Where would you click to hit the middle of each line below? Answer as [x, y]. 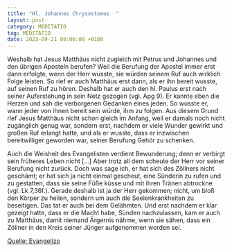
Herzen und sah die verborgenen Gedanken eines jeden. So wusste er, [108, 103]
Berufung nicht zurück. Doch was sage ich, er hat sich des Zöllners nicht [111, 169]
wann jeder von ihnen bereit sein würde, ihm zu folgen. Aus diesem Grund [113, 111]
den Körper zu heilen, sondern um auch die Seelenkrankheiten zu [101, 198]
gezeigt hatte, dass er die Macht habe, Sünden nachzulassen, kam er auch [114, 213]
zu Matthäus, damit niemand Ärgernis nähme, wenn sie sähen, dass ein [109, 220]
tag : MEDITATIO [29, 33]
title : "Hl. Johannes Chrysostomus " [63, 14]
